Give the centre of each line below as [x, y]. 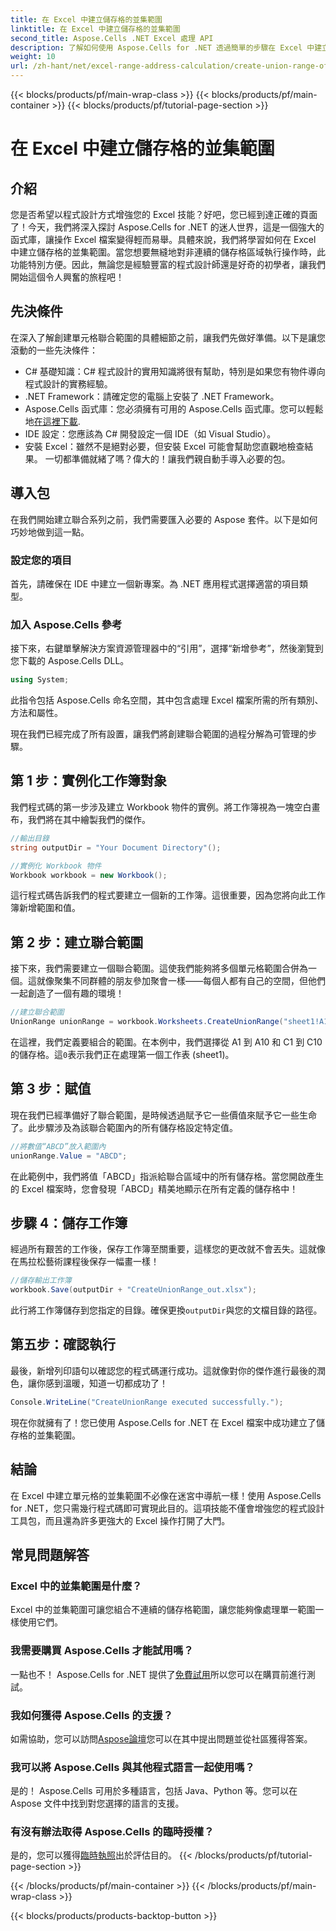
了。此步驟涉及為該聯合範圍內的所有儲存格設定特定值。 [124, 1127]
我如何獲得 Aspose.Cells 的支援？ [92, 1715]
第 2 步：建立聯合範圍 [77, 942]
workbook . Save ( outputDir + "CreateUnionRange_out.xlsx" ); [133, 1290]
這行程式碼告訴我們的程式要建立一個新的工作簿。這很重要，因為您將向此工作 [168, 895]
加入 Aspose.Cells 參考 [66, 624]
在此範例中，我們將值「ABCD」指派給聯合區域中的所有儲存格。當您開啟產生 [167, 1176]
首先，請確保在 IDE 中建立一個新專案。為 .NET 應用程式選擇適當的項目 [155, 583]
